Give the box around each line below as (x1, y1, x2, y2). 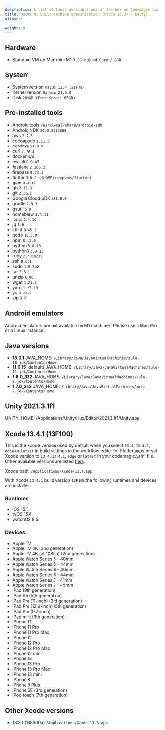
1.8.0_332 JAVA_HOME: (12, 374, 61, 380)
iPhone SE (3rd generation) (12, 687, 67, 693)
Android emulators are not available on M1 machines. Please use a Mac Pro (5, 322, 157, 328)
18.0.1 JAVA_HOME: (12, 355, 53, 361)
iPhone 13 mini (12, 671, 42, 677)
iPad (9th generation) (12, 587, 55, 593)
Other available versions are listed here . (5, 458, 85, 464)
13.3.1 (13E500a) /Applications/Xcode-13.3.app (12, 720, 108, 726)
